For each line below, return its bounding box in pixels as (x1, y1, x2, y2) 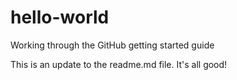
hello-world (10, 6, 110, 29)
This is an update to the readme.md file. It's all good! (10, 58, 228, 70)
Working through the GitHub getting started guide (10, 39, 215, 51)
